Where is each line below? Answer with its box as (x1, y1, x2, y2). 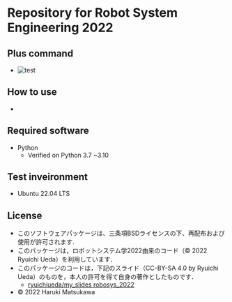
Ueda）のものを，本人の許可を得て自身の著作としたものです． (17, 273, 198, 281)
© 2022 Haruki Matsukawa (17, 288, 95, 296)
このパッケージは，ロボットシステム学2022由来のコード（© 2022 (17, 246, 208, 255)
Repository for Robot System (7, 5, 178, 21)
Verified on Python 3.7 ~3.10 (27, 151, 109, 159)
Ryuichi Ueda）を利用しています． (17, 255, 116, 264)
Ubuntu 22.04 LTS (17, 190, 70, 198)
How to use (7, 86, 57, 98)
